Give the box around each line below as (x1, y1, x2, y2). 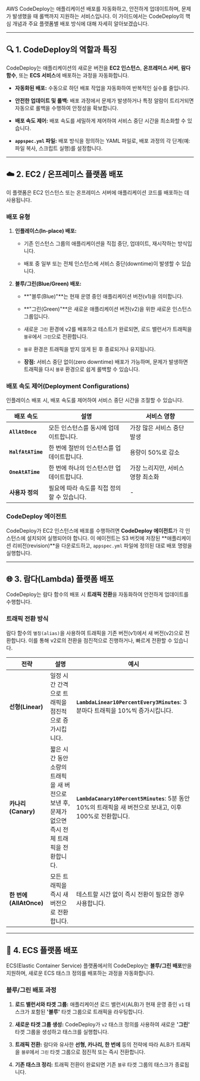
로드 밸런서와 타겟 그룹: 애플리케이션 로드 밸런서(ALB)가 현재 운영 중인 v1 (14, 1001, 185, 1008)
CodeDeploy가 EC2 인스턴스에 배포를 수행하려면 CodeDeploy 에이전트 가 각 (6, 527, 185, 534)
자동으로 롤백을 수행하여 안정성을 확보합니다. (14, 104, 119, 111)
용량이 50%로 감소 (130, 448, 180, 457)
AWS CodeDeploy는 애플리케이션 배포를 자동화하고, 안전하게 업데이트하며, (6, 5, 180, 12)
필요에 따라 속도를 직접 (48, 484, 109, 492)
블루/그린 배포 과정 (6, 986, 57, 994)
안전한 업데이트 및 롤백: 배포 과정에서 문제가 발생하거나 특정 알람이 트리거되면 (14, 97, 194, 104)
